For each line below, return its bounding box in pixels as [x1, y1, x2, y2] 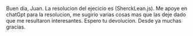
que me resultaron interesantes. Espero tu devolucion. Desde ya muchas [6, 17, 182, 24]
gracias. [6, 23, 26, 30]
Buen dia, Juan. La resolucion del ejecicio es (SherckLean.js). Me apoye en [6, 5, 188, 12]
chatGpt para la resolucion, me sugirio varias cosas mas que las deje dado [6, 11, 187, 18]
